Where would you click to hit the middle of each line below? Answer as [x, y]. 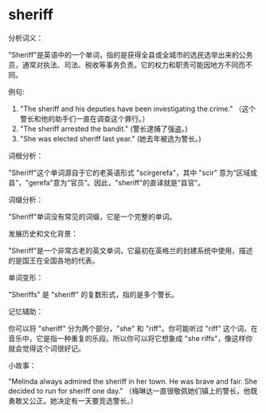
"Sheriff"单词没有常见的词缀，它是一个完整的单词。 [92, 216]
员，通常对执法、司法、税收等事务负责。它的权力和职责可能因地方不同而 [127, 65]
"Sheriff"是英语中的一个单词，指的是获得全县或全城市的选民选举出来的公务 [131, 54]
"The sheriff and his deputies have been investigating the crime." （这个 [138, 109]
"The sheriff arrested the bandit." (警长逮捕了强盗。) [104, 129]
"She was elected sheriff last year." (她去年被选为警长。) [110, 138]
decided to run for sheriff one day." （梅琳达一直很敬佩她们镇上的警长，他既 [133, 391]
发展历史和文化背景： [43, 233]
